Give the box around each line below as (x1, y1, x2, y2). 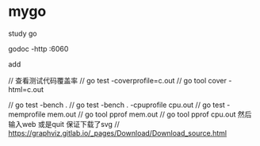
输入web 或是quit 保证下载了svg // (8, 119, 120, 129)
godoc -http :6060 (8, 44, 69, 53)
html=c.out (8, 84, 44, 94)
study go (8, 29, 37, 38)
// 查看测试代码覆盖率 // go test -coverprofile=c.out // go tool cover (8, 75, 227, 85)
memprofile (8, 109, 46, 119)
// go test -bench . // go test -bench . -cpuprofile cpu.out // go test (8, 100, 226, 109)
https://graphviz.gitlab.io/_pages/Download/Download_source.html (8, 128, 227, 137)
